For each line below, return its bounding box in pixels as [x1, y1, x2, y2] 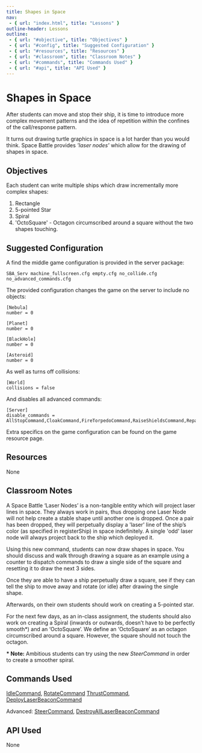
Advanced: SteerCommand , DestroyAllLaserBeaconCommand [6, 708, 160, 715]
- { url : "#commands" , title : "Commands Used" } [8, 59, 133, 65]
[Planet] [6, 320, 28, 326]
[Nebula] [6, 304, 28, 311]
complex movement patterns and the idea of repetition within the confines [6, 117, 190, 124]
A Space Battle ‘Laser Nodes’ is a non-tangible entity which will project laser [6, 501, 195, 509]
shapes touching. [14, 226, 58, 233]
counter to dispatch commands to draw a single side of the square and [6, 558, 182, 565]
